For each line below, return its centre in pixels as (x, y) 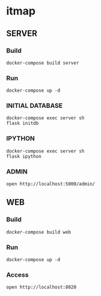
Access (17, 274)
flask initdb (23, 124)
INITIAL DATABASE (35, 105)
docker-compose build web (38, 232)
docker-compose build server (43, 63)
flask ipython (24, 156)
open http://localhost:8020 (41, 288)
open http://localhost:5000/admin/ (51, 184)
